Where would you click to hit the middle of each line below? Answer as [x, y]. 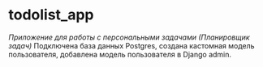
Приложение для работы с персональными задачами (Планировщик [129, 37]
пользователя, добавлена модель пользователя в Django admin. [120, 54]
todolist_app [51, 15]
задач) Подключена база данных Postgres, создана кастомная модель [131, 45]
